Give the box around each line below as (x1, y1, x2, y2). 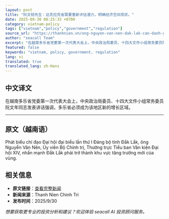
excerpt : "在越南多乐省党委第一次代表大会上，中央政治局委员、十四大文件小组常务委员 (5, 40, 162, 45)
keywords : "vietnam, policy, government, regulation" (5, 49, 121, 54)
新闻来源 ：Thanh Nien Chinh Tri (12, 191, 79, 197)
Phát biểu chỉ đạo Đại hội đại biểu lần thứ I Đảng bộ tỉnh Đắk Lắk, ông (5, 139, 149, 145)
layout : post (5, 7, 33, 13)
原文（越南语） (5, 125, 52, 134)
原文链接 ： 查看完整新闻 (12, 185, 61, 191)
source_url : (5, 31, 30, 36)
